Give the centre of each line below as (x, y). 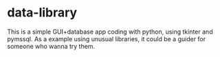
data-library (42, 13)
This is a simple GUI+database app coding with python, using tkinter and (110, 32)
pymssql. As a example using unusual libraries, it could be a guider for (107, 38)
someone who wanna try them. (51, 46)
